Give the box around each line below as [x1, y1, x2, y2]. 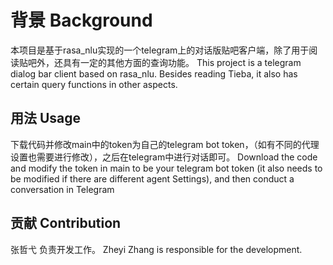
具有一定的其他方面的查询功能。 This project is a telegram [62, 56, 302, 68]
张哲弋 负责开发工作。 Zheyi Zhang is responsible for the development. [10, 243, 303, 255]
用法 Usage [10, 110, 82, 127]
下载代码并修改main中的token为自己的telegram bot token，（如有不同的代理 [10, 138, 320, 150]
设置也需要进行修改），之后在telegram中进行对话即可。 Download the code [10, 151, 318, 163]
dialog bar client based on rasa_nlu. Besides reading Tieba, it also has [10, 67, 298, 80]
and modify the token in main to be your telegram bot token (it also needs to [10, 162, 323, 174]
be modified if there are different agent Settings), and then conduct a [10, 172, 295, 185]
